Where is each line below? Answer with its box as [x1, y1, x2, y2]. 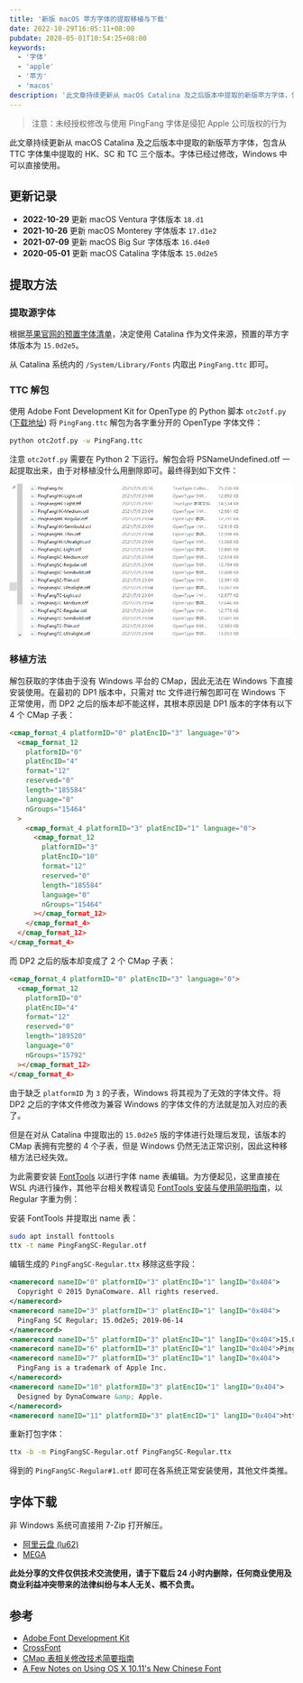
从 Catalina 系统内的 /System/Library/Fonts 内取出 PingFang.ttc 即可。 [9, 359, 273, 370]
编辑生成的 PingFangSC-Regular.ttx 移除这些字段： [9, 1259, 198, 1269]
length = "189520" [25, 1032, 87, 1041]
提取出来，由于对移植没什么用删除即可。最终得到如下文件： [16, 465, 239, 476]
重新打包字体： [9, 1428, 65, 1439]
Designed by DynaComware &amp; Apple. [17, 1391, 164, 1401]
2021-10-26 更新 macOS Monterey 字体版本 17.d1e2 [22, 226, 217, 237]
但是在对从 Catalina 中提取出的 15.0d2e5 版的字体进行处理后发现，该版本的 [9, 1129, 287, 1139]
